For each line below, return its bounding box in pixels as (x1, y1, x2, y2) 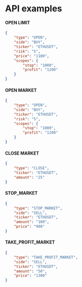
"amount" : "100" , (14, 219, 50, 225)
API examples (5, 3, 62, 14)
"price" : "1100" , (14, 53, 50, 58)
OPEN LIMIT (5, 19, 30, 25)
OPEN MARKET (5, 87, 37, 93)
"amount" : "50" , (14, 269, 48, 274)
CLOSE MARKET (5, 150, 39, 156)
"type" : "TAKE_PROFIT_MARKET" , (14, 255, 78, 260)
